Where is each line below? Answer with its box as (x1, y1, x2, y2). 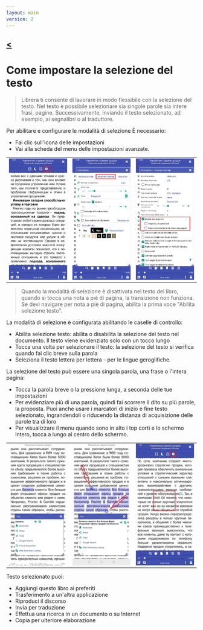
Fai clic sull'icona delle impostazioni (14, 139, 105, 146)
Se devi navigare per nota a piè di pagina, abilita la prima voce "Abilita (21, 301, 195, 308)
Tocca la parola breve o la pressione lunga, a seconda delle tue (14, 386, 173, 393)
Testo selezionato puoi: (6, 573, 65, 581)
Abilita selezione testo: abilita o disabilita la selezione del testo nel (14, 330, 179, 337)
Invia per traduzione (14, 604, 65, 611)
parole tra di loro (14, 418, 57, 425)
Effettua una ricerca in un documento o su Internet (14, 610, 141, 618)
